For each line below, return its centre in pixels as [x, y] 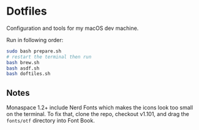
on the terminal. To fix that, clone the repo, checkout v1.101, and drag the [98, 114]
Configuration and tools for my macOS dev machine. [73, 28]
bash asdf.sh [23, 68]
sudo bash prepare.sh [34, 51]
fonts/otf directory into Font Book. [51, 121]
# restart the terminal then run [49, 57]
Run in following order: [35, 40]
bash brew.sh [23, 62]
